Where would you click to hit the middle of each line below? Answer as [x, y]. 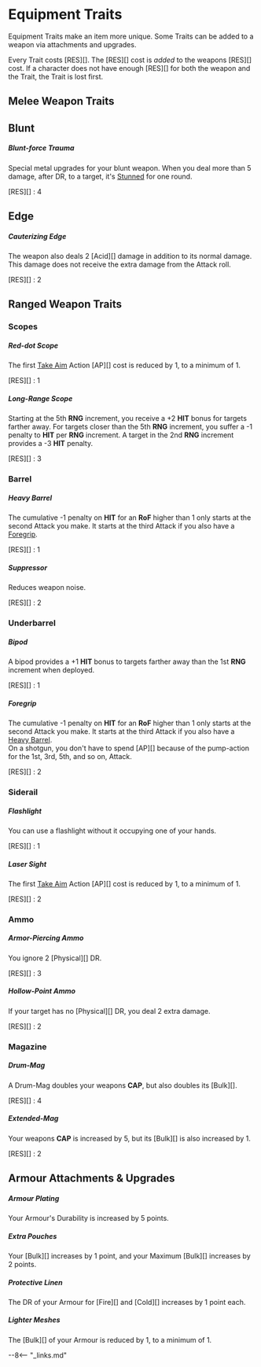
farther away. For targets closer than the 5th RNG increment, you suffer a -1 [130, 427]
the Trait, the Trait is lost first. [56, 76]
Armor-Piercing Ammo [46, 938]
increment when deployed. [51, 670]
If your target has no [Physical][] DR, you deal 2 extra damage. [109, 1011]
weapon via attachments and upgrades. [72, 44]
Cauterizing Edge [37, 236]
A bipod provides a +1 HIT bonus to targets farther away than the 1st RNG [127, 661]
